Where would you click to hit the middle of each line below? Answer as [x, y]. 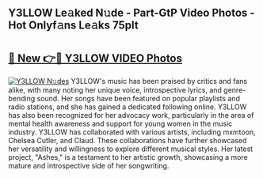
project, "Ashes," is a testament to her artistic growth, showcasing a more [128, 157]
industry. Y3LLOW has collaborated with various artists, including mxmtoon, [132, 132]
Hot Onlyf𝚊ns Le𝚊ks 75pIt [73, 26]
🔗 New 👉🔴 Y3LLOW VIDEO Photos [95, 58]
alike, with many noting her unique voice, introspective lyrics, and [115, 90]
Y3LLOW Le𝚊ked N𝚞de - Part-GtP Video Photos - [131, 13]
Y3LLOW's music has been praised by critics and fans [159, 81]
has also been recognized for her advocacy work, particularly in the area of [131, 115]
